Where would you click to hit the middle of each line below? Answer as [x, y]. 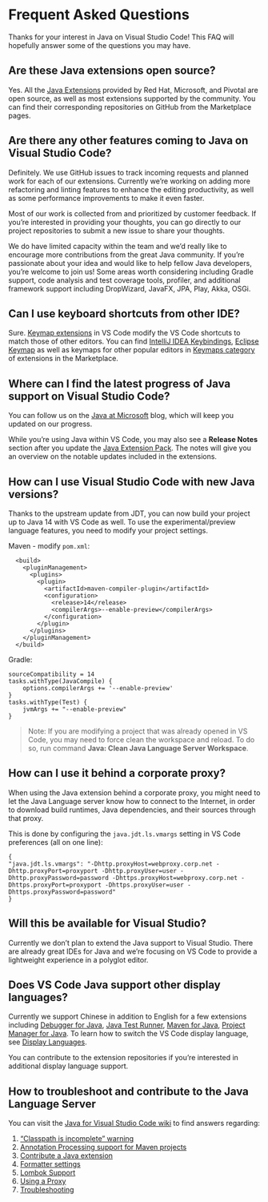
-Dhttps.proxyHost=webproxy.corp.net [175, 878]
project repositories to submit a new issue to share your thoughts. [117, 231]
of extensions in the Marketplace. [63, 359]
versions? [34, 494]
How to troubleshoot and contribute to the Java [129, 1091]
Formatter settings [50, 1164]
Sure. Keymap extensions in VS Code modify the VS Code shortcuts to [124, 333]
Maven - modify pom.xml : [49, 546]
